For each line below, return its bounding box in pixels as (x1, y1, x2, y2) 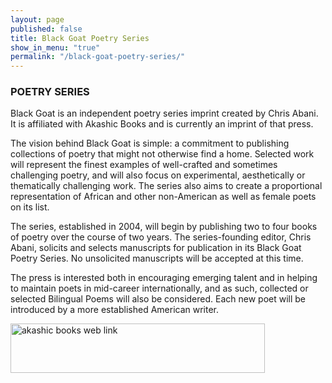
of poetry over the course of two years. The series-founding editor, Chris (10, 231, 312, 243)
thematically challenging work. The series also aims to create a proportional (10, 180, 323, 192)
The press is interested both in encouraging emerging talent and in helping (10, 272, 318, 284)
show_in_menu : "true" (10, 42, 101, 53)
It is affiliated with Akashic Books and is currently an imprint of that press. (10, 118, 314, 130)
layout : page (10, 14, 65, 25)
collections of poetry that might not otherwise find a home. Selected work (10, 148, 315, 160)
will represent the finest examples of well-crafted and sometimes (10, 159, 278, 171)
